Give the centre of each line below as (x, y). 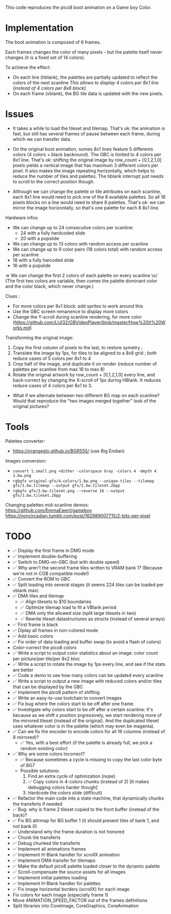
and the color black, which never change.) (50, 286)
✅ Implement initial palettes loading (50, 877)
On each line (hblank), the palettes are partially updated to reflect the (85, 77)
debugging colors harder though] (63, 787)
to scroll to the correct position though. (54, 181)
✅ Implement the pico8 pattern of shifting (56, 692)
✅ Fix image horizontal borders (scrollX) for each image (71, 889)
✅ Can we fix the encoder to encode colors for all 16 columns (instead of (89, 731)
